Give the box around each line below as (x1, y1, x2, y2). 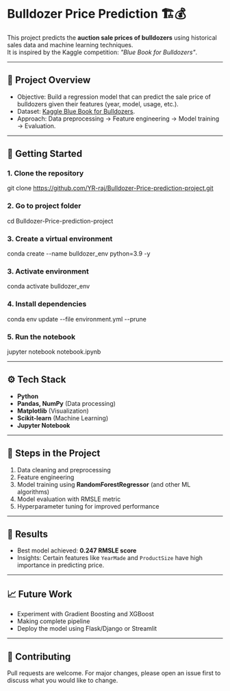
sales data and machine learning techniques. (7, 40, 133, 49)
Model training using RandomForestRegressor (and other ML (16, 480, 191, 488)
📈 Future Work (7, 588, 73, 600)
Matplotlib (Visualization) (16, 407, 89, 415)
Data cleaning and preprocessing (16, 465, 111, 474)
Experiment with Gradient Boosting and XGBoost (16, 610, 154, 618)
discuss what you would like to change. (7, 676, 118, 684)
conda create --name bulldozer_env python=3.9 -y (7, 250, 151, 258)
